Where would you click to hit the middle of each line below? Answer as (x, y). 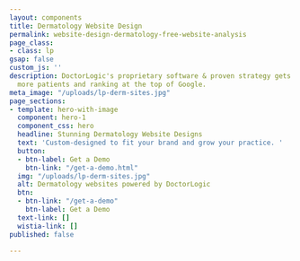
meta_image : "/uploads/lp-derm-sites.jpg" (90, 92)
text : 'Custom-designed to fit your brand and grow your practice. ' (150, 143)
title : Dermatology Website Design (76, 26)
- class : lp (31, 51)
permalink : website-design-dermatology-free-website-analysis (128, 34)
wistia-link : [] (48, 226)
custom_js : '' (36, 68)
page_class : (31, 43)
